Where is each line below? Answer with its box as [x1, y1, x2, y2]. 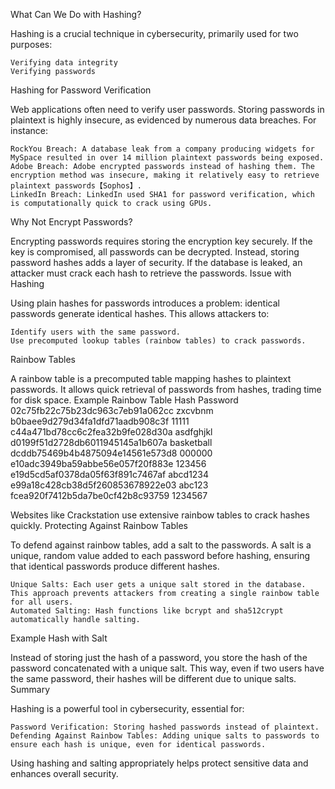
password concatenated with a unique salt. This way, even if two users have [10, 662, 325, 674]
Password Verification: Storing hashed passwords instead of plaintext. [10, 722, 320, 732]
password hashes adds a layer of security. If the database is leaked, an [10, 257, 303, 268]
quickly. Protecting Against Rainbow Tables [10, 520, 188, 531]
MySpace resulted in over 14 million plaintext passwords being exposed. [10, 153, 325, 163]
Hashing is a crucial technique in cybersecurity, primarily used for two [10, 28, 299, 39]
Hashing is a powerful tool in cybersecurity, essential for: [10, 703, 245, 714]
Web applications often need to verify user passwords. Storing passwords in [10, 104, 325, 115]
